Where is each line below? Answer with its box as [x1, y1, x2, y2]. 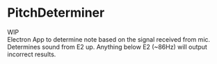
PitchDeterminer [7, 5, 105, 21]
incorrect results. [7, 50, 56, 58]
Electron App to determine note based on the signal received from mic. [7, 35, 211, 43]
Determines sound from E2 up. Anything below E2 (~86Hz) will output [7, 42, 207, 51]
